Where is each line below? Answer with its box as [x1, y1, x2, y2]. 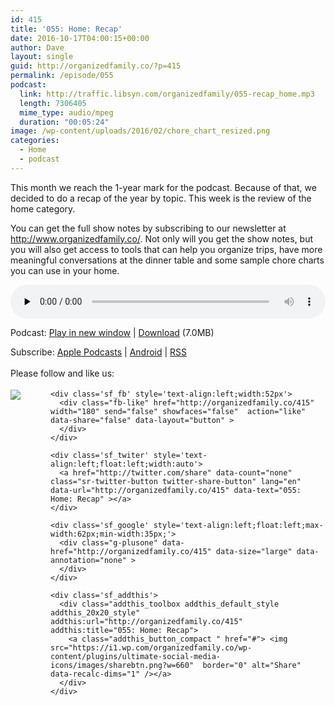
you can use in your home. [10, 264, 120, 276]
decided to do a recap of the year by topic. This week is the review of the [10, 192, 312, 204]
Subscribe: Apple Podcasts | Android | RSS [10, 346, 188, 358]
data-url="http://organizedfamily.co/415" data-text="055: [50, 485, 302, 495]
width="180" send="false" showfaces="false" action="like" [50, 406, 307, 416]
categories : [10, 136, 60, 146]
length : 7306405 [19, 98, 87, 108]
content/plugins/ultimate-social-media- [50, 651, 222, 661]
